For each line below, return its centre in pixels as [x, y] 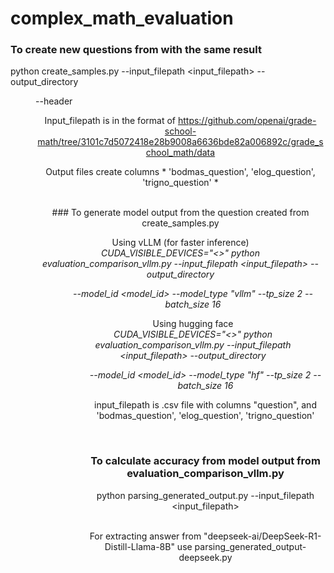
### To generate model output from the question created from [180, 213]
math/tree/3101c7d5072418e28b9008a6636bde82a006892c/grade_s [180, 142]
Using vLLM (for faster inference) [180, 243]
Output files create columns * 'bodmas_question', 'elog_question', [180, 172]
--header [54, 101]
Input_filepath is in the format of [110, 121]
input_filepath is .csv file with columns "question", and [205, 405]
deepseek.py [205, 557]
